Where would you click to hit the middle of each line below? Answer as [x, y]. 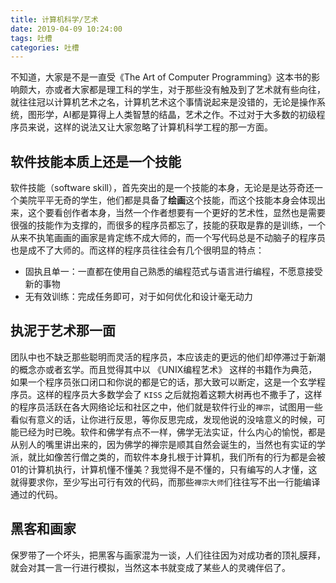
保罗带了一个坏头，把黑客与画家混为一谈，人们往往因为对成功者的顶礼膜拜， [168, 555]
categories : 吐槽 [45, 47]
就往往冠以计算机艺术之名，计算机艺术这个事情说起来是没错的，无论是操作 [163, 102]
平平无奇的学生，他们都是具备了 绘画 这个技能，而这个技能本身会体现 [176, 200]
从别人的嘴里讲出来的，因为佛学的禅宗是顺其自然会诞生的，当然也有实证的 [163, 444]
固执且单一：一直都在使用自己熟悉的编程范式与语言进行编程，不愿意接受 [173, 272]
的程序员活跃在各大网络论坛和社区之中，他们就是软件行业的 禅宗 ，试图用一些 [166, 407]
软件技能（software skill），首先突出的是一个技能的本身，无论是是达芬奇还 [162, 188]
